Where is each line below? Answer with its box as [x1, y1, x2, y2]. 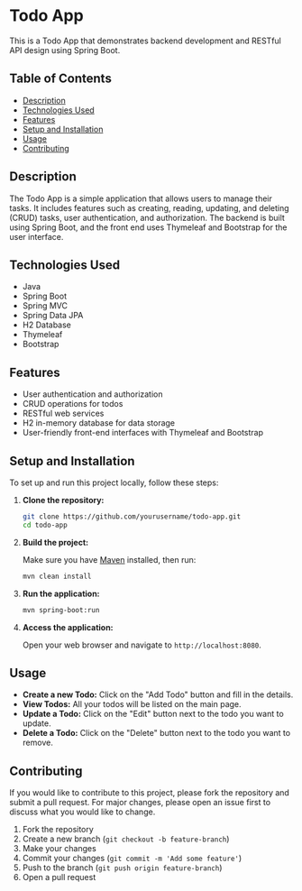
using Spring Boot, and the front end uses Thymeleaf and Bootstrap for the [9, 222, 288, 233]
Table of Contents [9, 71, 113, 87]
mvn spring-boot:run [22, 605, 100, 614]
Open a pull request [22, 872, 96, 883]
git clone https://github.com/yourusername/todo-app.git [22, 512, 242, 521]
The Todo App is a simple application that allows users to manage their [9, 193, 273, 204]
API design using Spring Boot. [9, 44, 121, 55]
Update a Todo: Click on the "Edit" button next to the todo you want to [22, 709, 284, 720]
